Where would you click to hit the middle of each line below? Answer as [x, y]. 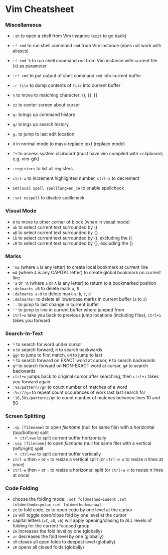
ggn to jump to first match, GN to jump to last [57, 355]
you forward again [31, 382]
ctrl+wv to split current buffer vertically [60, 454]
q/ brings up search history [41, 125]
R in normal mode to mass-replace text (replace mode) [69, 144]
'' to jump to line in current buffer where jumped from [68, 310]
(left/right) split [28, 449]
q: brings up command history [44, 115]
